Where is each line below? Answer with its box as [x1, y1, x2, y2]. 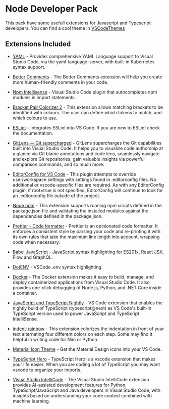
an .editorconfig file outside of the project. [12, 193, 100, 199]
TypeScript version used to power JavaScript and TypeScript [12, 310, 140, 316]
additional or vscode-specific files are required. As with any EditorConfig [12, 181, 164, 188]
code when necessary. [12, 239, 60, 245]
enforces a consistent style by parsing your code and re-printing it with [12, 228, 160, 234]
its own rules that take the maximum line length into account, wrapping [12, 234, 160, 240]
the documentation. [12, 130, 53, 136]
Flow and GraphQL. [12, 254, 53, 260]
